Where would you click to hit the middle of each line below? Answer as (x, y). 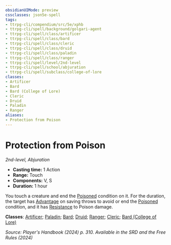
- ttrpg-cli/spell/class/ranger (40, 58)
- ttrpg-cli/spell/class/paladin (41, 53)
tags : (11, 20)
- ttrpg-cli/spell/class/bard (38, 39)
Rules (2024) (19, 237)
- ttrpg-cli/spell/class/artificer (43, 34)
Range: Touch (28, 175)
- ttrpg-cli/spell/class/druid (39, 48)
